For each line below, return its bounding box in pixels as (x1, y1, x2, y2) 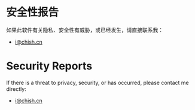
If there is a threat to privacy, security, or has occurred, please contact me (6, 79, 190, 86)
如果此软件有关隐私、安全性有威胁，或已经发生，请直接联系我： (6, 26, 163, 33)
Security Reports (6, 59, 93, 73)
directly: (6, 85, 27, 93)
